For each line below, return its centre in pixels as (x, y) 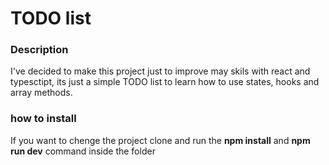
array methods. (41, 93)
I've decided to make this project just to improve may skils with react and (160, 71)
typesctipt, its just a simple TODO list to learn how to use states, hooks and (165, 82)
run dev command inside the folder (83, 151)
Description (39, 50)
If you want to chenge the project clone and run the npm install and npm (160, 140)
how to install (43, 119)
